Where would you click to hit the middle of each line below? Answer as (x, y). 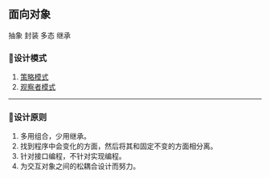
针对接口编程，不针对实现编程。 (73, 156)
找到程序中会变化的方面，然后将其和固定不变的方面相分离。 (119, 146)
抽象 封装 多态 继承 (39, 35)
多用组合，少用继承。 (55, 136)
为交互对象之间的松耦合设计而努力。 (80, 166)
